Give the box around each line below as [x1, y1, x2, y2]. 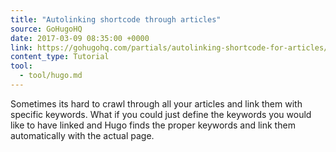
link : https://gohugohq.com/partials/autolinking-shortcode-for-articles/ [10, 42, 329, 53]
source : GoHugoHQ [10, 24, 83, 34]
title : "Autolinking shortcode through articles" [10, 14, 222, 25]
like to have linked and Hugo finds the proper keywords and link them [10, 119, 296, 131]
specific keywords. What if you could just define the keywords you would [10, 108, 312, 120]
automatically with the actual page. [10, 129, 155, 141]
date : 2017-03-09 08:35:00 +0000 [10, 33, 150, 43]
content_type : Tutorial [10, 52, 110, 62]
